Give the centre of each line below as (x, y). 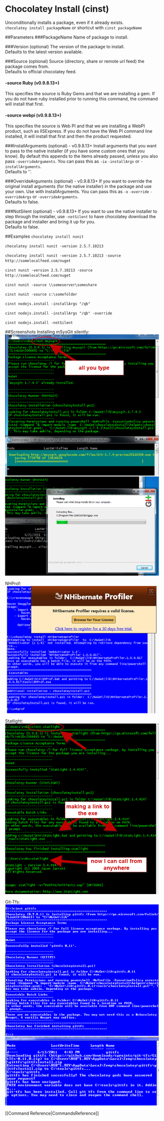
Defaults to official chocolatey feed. (41, 71)
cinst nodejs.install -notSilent (39, 323)
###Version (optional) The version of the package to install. (65, 46)
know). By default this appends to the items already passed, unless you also (82, 156)
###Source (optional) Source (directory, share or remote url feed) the (75, 61)
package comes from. (27, 66)
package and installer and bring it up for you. (50, 222)
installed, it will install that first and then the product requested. (68, 136)
